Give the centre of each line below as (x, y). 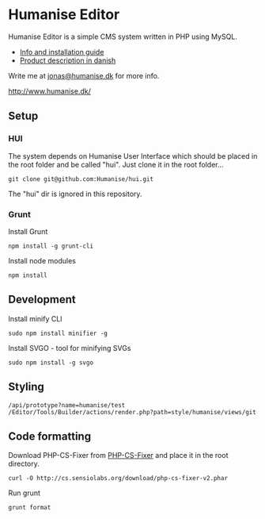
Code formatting (50, 436)
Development (42, 300)
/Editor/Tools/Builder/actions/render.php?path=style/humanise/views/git (132, 412)
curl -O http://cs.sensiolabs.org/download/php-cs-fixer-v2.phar (118, 479)
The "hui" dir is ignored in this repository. (75, 194)
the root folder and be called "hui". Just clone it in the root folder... (116, 164)
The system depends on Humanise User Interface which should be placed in (133, 156)
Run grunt (25, 493)
